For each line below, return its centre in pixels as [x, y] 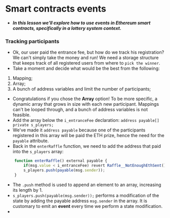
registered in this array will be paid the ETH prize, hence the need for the [88, 136]
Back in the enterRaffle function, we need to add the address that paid [87, 146]
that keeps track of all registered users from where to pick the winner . [86, 63]
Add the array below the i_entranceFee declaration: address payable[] [86, 120]
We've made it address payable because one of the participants [79, 130]
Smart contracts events [56, 9]
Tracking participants [32, 41]
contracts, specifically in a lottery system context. [67, 28]
